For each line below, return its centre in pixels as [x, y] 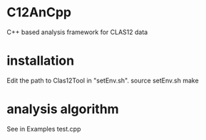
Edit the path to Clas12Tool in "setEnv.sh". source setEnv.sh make [103, 80]
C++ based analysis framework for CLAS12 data [77, 32]
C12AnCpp [39, 12]
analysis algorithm [63, 109]
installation [41, 61]
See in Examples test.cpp [44, 129]
